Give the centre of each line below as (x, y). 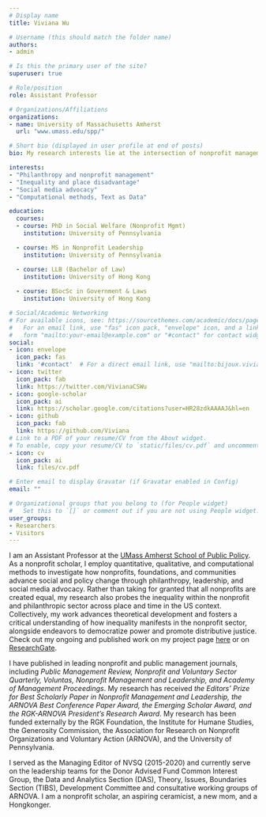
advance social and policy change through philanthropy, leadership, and (126, 581)
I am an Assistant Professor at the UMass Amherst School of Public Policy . (130, 556)
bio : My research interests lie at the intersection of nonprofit (120, 154)
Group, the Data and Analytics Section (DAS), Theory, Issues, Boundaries (128, 780)
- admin (22, 52)
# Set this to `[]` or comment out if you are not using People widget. (135, 511)
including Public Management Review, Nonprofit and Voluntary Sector (123, 672)
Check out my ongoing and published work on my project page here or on (129, 640)
